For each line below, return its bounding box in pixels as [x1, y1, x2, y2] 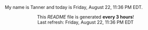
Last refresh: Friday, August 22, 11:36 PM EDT [37, 19, 134, 25]
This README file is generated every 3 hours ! [37, 14, 134, 19]
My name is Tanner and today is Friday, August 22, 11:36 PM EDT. [5, 4, 143, 10]
